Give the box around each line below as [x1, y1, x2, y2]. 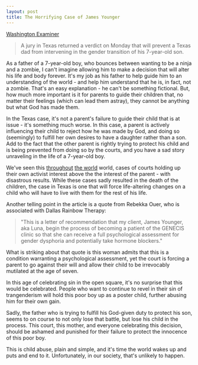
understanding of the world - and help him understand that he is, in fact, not [6, 78, 191, 86]
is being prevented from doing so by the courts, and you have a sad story [6, 146, 185, 154]
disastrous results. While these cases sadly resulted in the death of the [6, 177, 179, 184]
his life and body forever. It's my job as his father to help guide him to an [6, 72, 182, 79]
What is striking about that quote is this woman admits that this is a [6, 249, 169, 256]
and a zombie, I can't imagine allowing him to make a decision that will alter [6, 66, 190, 73]
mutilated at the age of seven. [6, 267, 79, 275]
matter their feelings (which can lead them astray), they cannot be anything [6, 97, 190, 104]
